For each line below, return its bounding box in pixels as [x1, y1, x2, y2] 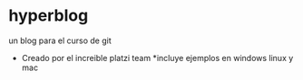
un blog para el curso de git [8, 35, 112, 46]
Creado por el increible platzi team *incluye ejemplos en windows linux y [21, 52, 294, 63]
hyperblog [8, 5, 89, 26]
